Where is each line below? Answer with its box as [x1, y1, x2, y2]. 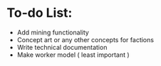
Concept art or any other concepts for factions [16, 35, 155, 44]
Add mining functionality [16, 28, 90, 37]
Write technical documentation [16, 43, 108, 51]
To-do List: [6, 5, 73, 21]
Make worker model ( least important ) [16, 51, 130, 59]
